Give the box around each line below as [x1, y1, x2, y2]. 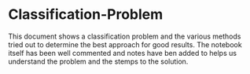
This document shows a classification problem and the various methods [8, 31, 241, 41]
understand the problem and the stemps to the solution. [8, 57, 189, 66]
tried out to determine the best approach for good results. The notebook [8, 39, 242, 49]
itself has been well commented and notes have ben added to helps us [8, 48, 237, 57]
